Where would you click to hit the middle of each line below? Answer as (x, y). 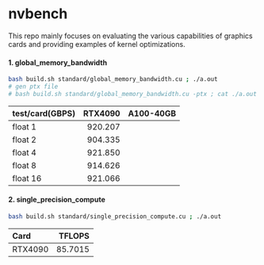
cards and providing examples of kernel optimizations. (97, 44)
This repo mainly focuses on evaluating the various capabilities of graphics (131, 36)
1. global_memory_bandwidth (58, 62)
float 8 (25, 165)
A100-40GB (152, 113)
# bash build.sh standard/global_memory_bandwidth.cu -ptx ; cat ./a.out (133, 94)
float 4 (25, 152)
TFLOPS (74, 236)
